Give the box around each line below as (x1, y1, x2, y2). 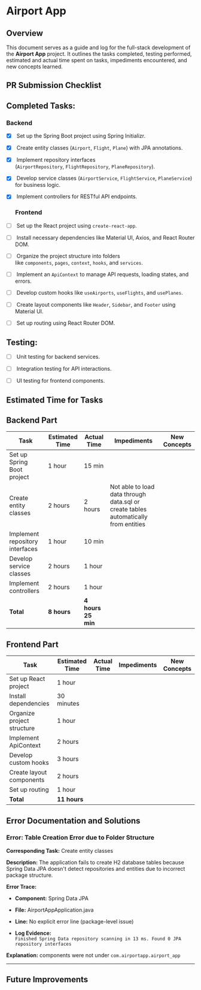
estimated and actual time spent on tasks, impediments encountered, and (6, 57, 187, 63)
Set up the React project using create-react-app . (16, 222, 138, 229)
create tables (109, 505, 147, 513)
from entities (109, 520, 145, 528)
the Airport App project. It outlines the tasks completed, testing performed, (6, 50, 192, 57)
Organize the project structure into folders (16, 252, 121, 259)
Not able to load (109, 483, 155, 491)
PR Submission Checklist (6, 80, 102, 90)
